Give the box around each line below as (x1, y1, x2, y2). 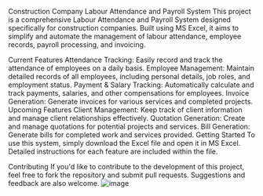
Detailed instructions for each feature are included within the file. (8, 147, 218, 156)
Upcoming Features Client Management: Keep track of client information (8, 105, 243, 114)
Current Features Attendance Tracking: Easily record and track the (8, 55, 223, 64)
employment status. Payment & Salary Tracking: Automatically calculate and (8, 80, 254, 89)
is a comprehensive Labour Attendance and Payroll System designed (8, 15, 232, 24)
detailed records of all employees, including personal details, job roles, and (8, 72, 251, 81)
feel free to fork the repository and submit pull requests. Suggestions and (8, 170, 246, 180)
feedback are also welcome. (8, 179, 100, 187)
